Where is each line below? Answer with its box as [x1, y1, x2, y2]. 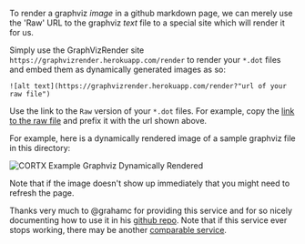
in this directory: [9, 143, 71, 153]
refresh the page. [9, 188, 75, 198]
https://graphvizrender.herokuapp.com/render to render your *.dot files [9, 55, 281, 65]
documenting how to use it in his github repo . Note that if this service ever [9, 215, 288, 226]
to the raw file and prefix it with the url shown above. [9, 116, 208, 126]
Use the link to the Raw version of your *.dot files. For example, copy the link [9, 106, 295, 117]
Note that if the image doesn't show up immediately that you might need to [9, 178, 290, 188]
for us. [9, 27, 35, 37]
